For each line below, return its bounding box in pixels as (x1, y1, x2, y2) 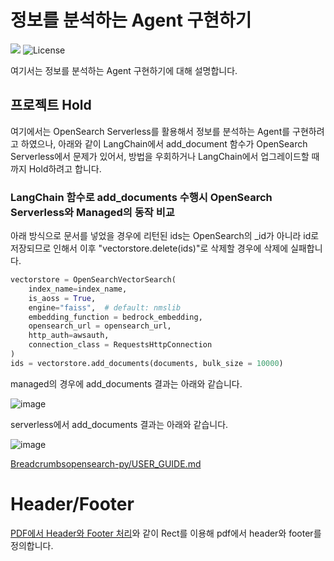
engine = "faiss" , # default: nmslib (28, 302, 182, 313)
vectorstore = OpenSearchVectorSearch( (10, 275, 177, 285)
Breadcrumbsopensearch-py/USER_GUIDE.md (10, 457, 202, 470)
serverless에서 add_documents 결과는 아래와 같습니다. (10, 418, 229, 430)
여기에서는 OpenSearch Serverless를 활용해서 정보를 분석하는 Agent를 (10, 125, 291, 137)
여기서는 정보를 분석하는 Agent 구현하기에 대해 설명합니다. (10, 64, 238, 76)
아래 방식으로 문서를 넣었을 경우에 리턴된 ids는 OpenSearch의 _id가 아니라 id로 (10, 230, 320, 242)
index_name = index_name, (28, 284, 128, 294)
